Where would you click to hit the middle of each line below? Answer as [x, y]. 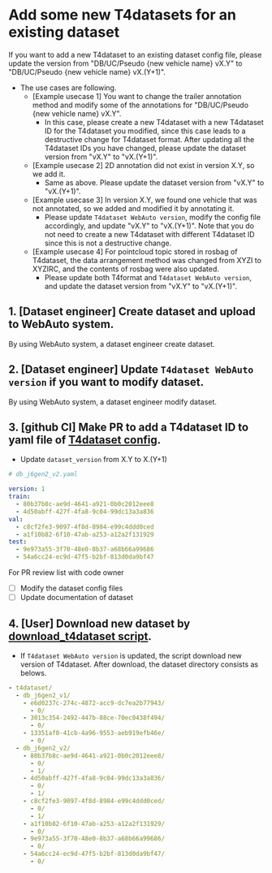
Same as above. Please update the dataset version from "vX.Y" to [154, 182]
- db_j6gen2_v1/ [43, 695]
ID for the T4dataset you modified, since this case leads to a [145, 131]
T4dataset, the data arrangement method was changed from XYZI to [147, 260]
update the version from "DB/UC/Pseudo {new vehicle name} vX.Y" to [125, 63]
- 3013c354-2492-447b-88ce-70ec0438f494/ [94, 718]
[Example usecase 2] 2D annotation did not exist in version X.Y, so [143, 165]
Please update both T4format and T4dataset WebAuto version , [148, 277]
